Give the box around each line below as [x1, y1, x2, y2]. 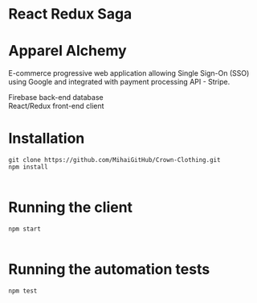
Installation [8, 130, 85, 147]
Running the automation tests [8, 260, 210, 279]
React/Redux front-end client [8, 102, 104, 111]
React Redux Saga [8, 5, 133, 23]
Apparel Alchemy [8, 42, 127, 60]
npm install [8, 163, 48, 172]
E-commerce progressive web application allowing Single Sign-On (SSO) [8, 68, 250, 78]
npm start [8, 225, 42, 233]
